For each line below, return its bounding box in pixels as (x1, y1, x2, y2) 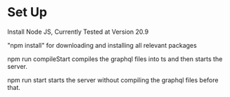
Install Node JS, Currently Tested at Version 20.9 (7, 27, 149, 36)
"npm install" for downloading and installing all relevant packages (7, 41, 197, 49)
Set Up (7, 4, 48, 20)
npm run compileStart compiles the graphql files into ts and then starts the (7, 54, 223, 63)
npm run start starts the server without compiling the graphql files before (7, 75, 219, 84)
